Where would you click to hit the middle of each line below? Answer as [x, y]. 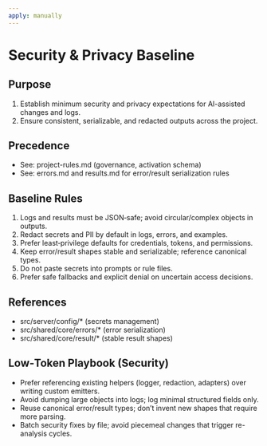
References [37, 302]
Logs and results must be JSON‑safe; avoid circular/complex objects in [136, 218]
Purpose [30, 85]
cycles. [61, 433]
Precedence [39, 146]
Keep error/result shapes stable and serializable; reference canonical [133, 251]
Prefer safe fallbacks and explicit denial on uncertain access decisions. [136, 277]
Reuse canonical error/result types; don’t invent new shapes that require [138, 408]
